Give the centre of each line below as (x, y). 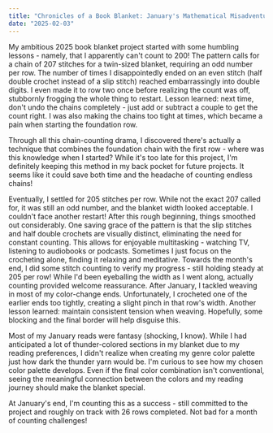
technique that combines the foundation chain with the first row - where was (136, 149)
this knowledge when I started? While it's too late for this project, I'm (123, 157)
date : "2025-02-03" (41, 24)
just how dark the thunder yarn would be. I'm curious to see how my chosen (136, 362)
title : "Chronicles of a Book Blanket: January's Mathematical (118, 16)
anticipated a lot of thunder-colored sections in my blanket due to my (124, 344)
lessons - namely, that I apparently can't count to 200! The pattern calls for (134, 55)
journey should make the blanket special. (77, 388)
